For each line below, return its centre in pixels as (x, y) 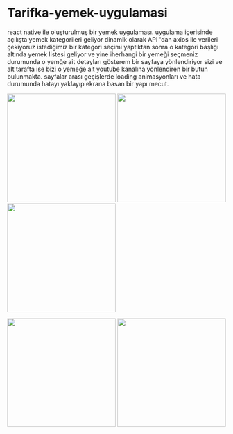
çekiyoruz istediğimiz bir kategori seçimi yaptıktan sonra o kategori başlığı (113, 47)
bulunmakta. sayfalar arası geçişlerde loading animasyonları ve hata (104, 76)
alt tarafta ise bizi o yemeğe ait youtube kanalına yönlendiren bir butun (107, 69)
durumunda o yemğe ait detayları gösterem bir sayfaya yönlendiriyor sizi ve (115, 61)
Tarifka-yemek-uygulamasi (87, 13)
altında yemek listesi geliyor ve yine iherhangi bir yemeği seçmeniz (103, 54)
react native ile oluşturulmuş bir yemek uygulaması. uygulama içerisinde (110, 32)
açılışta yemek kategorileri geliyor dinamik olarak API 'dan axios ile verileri (113, 39)
